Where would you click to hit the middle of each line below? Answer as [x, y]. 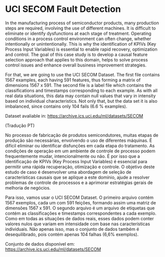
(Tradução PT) [20, 126]
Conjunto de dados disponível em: [40, 244]
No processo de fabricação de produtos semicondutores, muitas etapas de [82, 135]
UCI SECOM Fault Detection [63, 9]
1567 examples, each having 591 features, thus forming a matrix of [73, 80]
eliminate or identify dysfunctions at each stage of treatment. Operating [78, 33]
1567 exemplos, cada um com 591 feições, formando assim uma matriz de [81, 202]
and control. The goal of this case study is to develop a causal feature [76, 54]
